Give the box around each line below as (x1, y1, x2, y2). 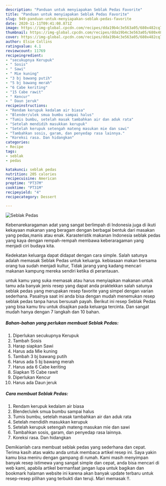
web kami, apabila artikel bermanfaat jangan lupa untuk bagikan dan (5, 465, 144, 471)
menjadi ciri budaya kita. (5, 243, 56, 248)
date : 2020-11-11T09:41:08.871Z (5, 21, 72, 26)
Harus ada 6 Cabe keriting (12, 364, 66, 369)
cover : (5, 35, 19, 40)
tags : (5, 149, 17, 154)
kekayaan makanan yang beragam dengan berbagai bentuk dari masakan (5, 227, 155, 233)
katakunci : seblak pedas (5, 167, 57, 172)
